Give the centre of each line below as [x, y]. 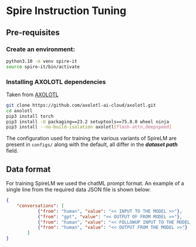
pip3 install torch [30, 116]
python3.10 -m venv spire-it [42, 61]
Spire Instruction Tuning [66, 11]
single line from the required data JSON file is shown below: [79, 190]
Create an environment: [40, 49]
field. [12, 151]
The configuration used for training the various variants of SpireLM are [92, 138]
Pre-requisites [33, 33]
